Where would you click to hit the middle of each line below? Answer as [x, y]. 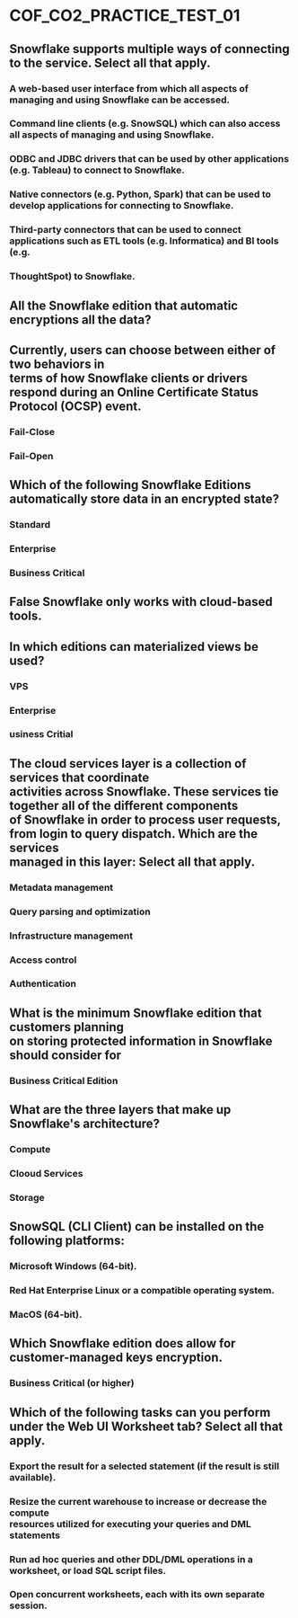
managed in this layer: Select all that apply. [132, 862]
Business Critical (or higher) [72, 1383]
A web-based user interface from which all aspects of [129, 88]
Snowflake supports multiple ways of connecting [149, 49]
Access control [43, 960]
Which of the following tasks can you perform [140, 1412]
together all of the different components [124, 805]
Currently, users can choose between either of [143, 350]
